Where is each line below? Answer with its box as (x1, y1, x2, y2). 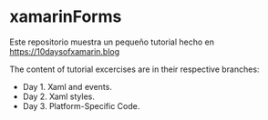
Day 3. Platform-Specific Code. (22, 100, 140, 111)
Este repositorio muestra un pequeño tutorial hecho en (9, 36, 215, 47)
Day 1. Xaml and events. (22, 81, 112, 92)
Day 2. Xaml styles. (22, 91, 96, 102)
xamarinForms (9, 6, 122, 27)
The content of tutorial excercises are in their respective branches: (9, 64, 260, 75)
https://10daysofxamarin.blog (9, 45, 120, 56)
